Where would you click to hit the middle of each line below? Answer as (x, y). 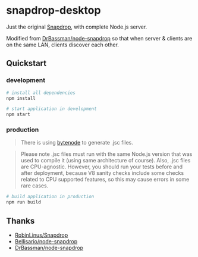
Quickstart (26, 63)
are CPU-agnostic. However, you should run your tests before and (102, 167)
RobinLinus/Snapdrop (41, 235)
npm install (21, 98)
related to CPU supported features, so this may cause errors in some (105, 180)
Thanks (21, 221)
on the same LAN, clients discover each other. (62, 45)
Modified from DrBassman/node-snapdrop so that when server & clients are (99, 38)
